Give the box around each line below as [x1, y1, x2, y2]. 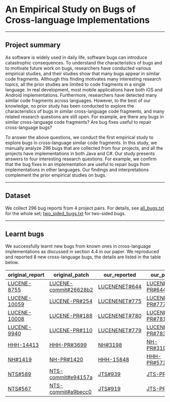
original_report [8, 272, 45, 279]
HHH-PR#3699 [49, 342, 87, 349]
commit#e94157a [49, 374, 93, 381]
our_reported [103, 272, 137, 279]
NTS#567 [8, 385, 31, 392]
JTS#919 [98, 385, 121, 392]
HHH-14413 [8, 342, 39, 349]
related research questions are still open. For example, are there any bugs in [5, 113, 164, 120]
